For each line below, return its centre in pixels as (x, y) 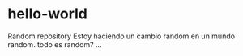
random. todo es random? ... (55, 44)
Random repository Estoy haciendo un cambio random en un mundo (122, 36)
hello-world (48, 14)
